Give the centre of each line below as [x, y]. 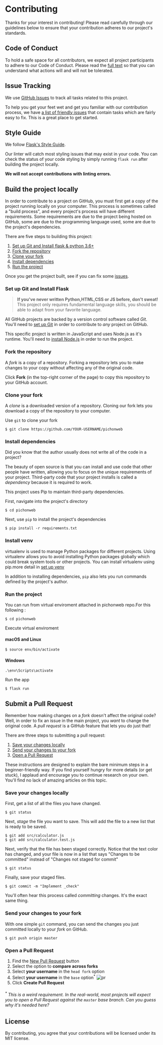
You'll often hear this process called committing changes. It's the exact [76, 895]
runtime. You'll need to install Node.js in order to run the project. [69, 339]
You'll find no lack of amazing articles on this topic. [56, 780]
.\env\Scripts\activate [29, 671]
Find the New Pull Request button [45, 961]
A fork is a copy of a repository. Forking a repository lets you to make [74, 362]
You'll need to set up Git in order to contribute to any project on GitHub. [77, 325]
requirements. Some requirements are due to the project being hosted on [78, 217]
